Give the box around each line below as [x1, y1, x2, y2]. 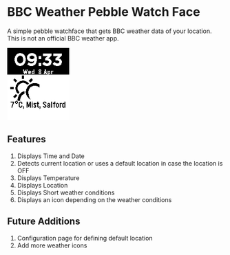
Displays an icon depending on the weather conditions [17, 195, 172, 203]
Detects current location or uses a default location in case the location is [17, 159, 223, 167]
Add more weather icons [17, 241, 87, 250]
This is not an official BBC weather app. [7, 34, 119, 42]
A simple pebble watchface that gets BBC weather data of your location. [7, 27, 212, 35]
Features [7, 133, 46, 145]
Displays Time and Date [17, 152, 85, 160]
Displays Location [17, 181, 68, 189]
